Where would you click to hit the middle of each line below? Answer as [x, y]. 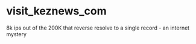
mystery [17, 34]
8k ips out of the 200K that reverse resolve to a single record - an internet [98, 28]
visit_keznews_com [56, 11]
